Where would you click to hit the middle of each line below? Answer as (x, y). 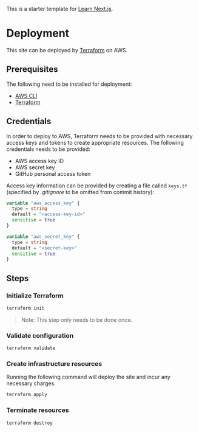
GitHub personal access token (53, 173)
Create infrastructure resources (54, 363)
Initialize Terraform (35, 296)
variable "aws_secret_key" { (43, 237)
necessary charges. (31, 383)
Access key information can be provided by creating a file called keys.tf (97, 186)
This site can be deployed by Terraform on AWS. (67, 50)
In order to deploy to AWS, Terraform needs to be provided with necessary (99, 136)
